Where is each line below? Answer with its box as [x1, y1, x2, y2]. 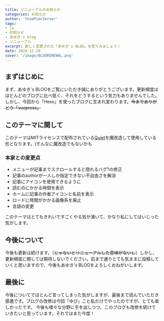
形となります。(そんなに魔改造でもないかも [5, 141, 92, 147]
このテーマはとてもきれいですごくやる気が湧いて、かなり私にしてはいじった [5, 214, 159, 220]
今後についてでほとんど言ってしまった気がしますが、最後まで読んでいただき [5, 291, 159, 298]
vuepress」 [18, 105, 41, 111]
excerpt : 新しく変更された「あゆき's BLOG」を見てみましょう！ [5, 44, 121, 49]
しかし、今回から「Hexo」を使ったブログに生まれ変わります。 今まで [5, 99, 144, 105]
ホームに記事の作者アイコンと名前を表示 [12, 191, 94, 197]
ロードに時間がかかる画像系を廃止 [12, 197, 82, 203]
